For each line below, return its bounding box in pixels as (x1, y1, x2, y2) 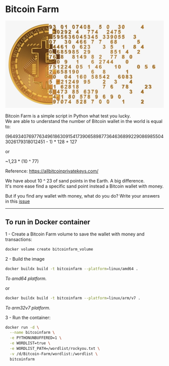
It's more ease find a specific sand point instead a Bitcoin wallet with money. (5, 183, 164, 190)
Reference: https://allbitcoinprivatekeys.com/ (5, 168, 99, 174)
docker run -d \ (5, 325, 39, 330)
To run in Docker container (5, 218, 91, 226)
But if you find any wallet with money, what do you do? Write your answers (5, 193, 160, 199)
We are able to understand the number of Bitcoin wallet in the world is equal (5, 118, 162, 125)
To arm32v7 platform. (5, 304, 51, 311)
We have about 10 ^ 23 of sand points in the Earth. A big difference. (5, 178, 145, 184)
